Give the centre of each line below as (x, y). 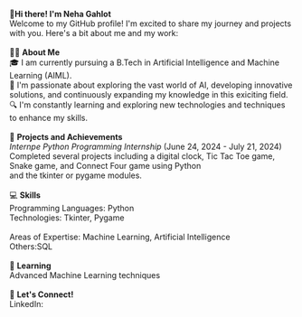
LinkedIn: (26, 304)
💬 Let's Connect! (42, 294)
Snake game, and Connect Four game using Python (105, 166)
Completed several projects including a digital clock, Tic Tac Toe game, (142, 156)
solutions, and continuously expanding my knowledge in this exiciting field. (149, 94)
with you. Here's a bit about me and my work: (94, 33)
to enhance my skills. (49, 118)
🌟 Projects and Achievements (66, 137)
